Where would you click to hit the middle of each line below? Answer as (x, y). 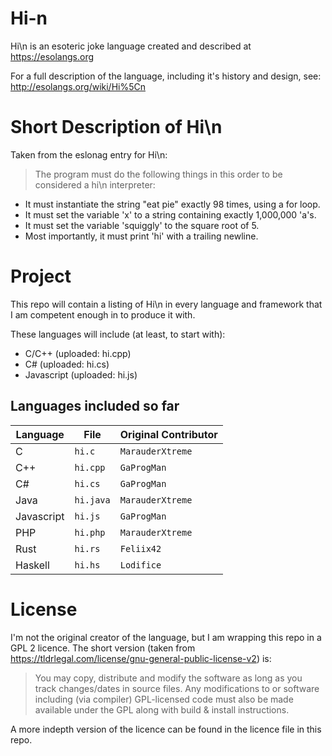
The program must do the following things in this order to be (158, 174)
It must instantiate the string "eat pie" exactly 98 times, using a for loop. (172, 204)
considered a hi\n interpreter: (95, 184)
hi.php (90, 532)
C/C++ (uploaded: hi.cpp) (78, 353)
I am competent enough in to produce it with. (103, 314)
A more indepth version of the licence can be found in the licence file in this (166, 729)
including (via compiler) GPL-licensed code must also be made (164, 699)
